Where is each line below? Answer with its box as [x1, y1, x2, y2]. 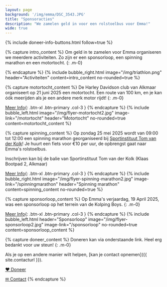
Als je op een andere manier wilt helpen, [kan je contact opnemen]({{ [5, 252, 147, 258]
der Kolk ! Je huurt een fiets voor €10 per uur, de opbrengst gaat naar [5, 141, 147, 147]
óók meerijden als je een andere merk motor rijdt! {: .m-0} [5, 95, 124, 101]
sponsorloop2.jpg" [5, 222, 44, 228]
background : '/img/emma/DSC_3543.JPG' [5, 12, 86, 17]
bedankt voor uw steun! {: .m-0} [5, 242, 71, 248]
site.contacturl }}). [5, 257, 43, 263]
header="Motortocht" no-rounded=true [44, 115, 126, 121]
